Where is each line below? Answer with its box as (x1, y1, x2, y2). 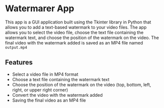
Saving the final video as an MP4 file (12, 97, 86, 103)
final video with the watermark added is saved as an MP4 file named (5, 40, 143, 45)
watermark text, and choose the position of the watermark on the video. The (5, 35, 159, 41)
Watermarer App (5, 3, 74, 14)
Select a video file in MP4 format (12, 71, 78, 77)
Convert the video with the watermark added (12, 92, 103, 98)
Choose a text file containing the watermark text (12, 76, 110, 82)
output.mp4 (5, 45, 27, 50)
